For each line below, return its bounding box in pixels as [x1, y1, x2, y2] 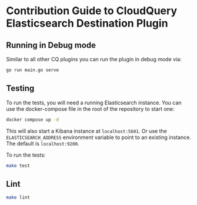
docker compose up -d [6, 117, 59, 123]
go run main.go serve [6, 67, 59, 73]
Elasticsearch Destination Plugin [6, 16, 169, 30]
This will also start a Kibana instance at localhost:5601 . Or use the [6, 127, 168, 134]
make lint [6, 194, 31, 201]
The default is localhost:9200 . [6, 140, 79, 147]
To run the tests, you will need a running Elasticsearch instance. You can [6, 99, 182, 106]
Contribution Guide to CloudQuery [6, 4, 178, 18]
